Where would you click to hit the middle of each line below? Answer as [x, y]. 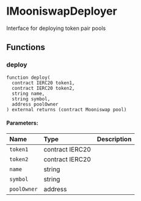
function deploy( [28, 78]
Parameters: [22, 123]
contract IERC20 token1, [43, 83]
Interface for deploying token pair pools [56, 28]
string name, [28, 93]
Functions [26, 47]
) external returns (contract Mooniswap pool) [67, 109]
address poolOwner [35, 104]
